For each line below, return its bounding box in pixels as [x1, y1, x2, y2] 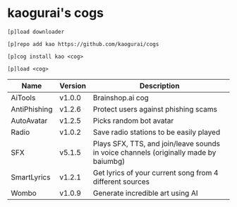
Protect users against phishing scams [92, 104, 217, 114]
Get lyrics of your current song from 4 [92, 167, 219, 177]
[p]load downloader [7, 28, 65, 35]
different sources [92, 177, 150, 187]
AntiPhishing [11, 104, 53, 114]
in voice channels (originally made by [92, 147, 217, 157]
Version [59, 81, 87, 90]
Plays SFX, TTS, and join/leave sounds [92, 138, 221, 148]
